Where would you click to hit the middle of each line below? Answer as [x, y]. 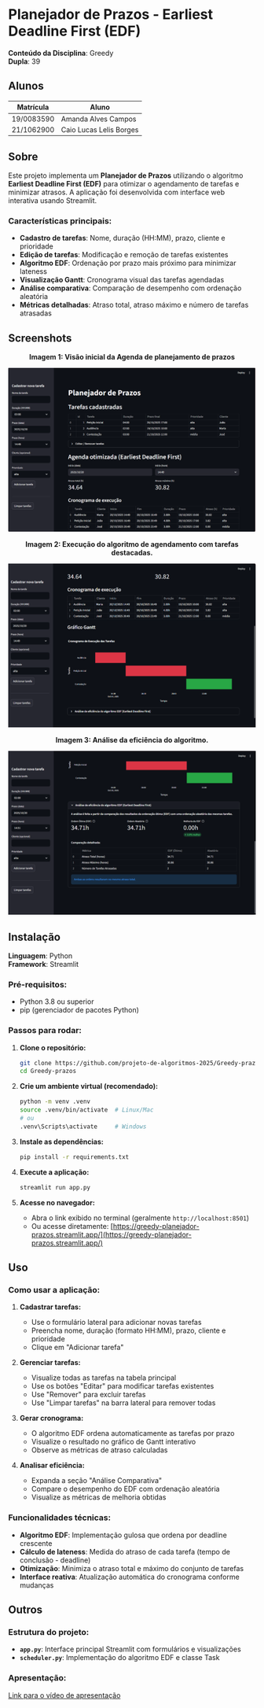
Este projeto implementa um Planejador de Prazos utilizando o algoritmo [126, 175]
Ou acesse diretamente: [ [72, 1226]
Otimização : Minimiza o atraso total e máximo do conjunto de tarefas [132, 1568]
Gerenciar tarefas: [50, 1363]
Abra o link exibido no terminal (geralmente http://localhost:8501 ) [140, 1218]
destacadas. [132, 553]
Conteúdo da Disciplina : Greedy [61, 53]
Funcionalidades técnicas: [60, 1518]
